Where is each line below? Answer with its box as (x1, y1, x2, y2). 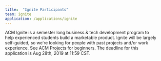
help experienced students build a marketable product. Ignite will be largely (5, 35, 157, 41)
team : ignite (5, 12, 32, 17)
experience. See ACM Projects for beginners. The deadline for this (5, 45, 139, 51)
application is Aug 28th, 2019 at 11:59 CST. (5, 50, 91, 56)
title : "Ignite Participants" (5, 7, 69, 12)
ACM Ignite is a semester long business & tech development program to (5, 30, 149, 36)
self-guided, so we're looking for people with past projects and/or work (5, 40, 149, 46)
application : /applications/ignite (5, 16, 78, 21)
